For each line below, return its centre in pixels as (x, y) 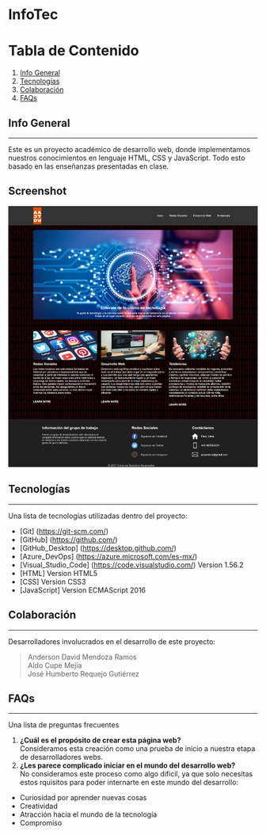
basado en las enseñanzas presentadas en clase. (89, 166)
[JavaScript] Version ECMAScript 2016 (83, 590)
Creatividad (38, 806)
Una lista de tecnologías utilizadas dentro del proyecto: (98, 516)
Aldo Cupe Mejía (55, 665)
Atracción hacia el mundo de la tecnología (88, 814)
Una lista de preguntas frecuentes (64, 725)
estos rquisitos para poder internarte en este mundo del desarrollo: (129, 783)
